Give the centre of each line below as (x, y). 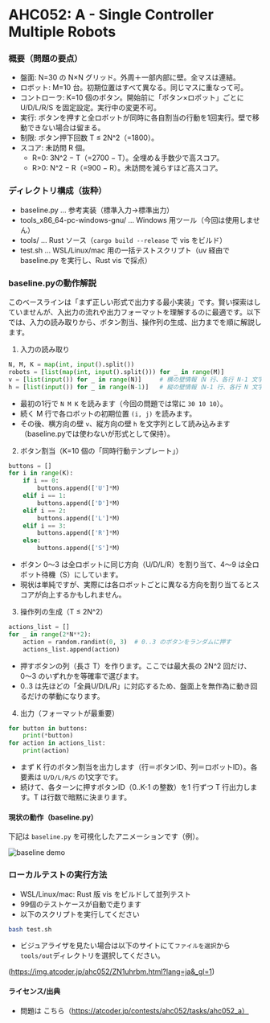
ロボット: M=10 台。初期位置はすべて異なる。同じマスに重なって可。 (133, 88)
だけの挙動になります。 (65, 696)
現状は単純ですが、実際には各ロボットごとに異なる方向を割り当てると (136, 585)
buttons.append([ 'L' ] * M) (79, 518)
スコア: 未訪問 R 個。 (55, 148)
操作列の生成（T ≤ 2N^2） (63, 612)
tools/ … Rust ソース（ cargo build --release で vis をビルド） (123, 240)
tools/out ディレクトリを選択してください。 (92, 955)
